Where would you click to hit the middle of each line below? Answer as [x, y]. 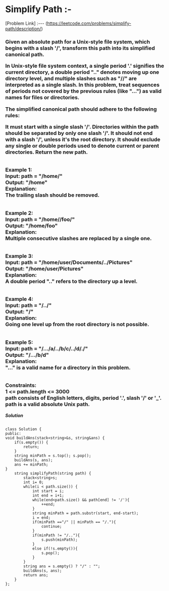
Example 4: [19, 299]
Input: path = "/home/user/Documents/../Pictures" [69, 262]
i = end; [41, 517]
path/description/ [23, 28]
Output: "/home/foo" [32, 225]
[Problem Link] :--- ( [26, 23]
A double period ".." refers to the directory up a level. [71, 282]
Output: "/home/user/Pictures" [44, 269]
